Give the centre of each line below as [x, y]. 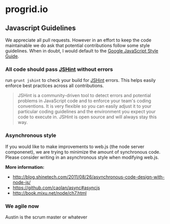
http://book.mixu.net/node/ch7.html [50, 193]
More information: [25, 167]
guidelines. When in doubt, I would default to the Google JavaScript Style [82, 51]
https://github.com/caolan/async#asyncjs [56, 188]
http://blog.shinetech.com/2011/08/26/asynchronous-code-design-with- [89, 177]
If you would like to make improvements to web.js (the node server [75, 146]
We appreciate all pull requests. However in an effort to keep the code [78, 40]
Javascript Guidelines [41, 28]
